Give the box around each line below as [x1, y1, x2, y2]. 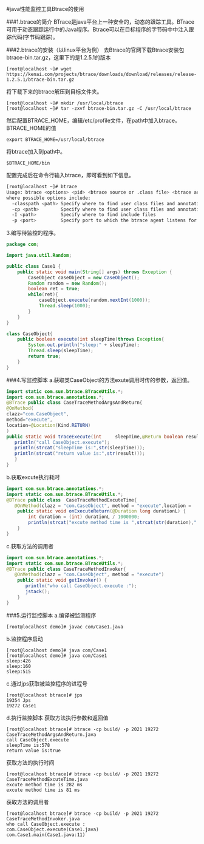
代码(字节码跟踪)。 [11, 33, 59, 41]
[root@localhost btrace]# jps [6, 692, 83, 698]
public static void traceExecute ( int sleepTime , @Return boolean [6, 434, 183, 440]
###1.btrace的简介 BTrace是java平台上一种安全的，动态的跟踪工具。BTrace [6, 18, 195, 26]
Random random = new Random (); [28, 280, 107, 287]
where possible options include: [6, 195, 91, 201]
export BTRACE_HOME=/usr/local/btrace [6, 137, 104, 143]
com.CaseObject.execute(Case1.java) [6, 826, 99, 832]
